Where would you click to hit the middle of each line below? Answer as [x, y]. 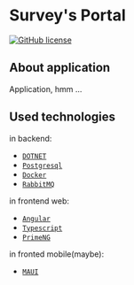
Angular [36, 219]
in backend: [31, 138]
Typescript [42, 228]
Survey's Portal [67, 15]
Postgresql [42, 166]
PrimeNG [36, 237]
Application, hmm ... [46, 89]
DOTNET [34, 156]
